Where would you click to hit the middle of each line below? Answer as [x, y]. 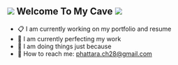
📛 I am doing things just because [64, 46]
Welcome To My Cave [65, 12]
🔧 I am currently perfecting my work [69, 38]
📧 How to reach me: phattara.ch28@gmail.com [84, 53]
